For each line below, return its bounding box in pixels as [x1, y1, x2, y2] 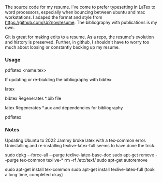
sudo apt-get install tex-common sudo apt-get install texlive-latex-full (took [5, 167, 155, 172]
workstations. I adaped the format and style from [5, 15, 103, 20]
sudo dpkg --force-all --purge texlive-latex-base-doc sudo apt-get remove [5, 152, 155, 158]
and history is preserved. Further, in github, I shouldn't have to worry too [5, 39, 149, 45]
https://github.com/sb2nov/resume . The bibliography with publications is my [5, 19, 157, 25]
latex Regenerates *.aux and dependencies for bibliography [5, 105, 123, 111]
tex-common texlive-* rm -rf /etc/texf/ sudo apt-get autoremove [20, 157, 148, 163]
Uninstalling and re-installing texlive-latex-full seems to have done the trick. [5, 142, 156, 148]
